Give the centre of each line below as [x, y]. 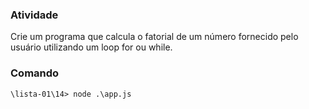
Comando [35, 73]
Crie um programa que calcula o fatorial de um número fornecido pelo [154, 37]
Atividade [34, 15]
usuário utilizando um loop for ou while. [91, 47]
